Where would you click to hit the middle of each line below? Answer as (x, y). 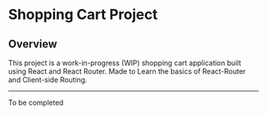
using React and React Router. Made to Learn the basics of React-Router (127, 71)
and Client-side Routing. (48, 80)
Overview (33, 44)
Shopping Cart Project (83, 15)
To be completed (36, 102)
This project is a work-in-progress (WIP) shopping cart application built (125, 63)
